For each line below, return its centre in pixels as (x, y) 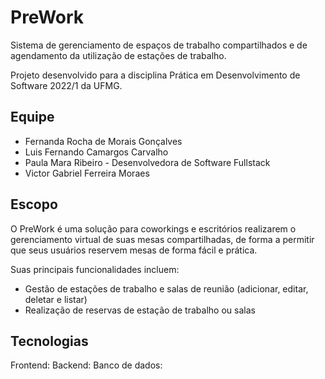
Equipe (32, 117)
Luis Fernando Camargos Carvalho (96, 152)
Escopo (34, 204)
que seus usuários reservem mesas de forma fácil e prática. (134, 250)
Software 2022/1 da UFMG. (66, 85)
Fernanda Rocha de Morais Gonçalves (103, 141)
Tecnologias (49, 341)
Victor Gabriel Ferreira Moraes (87, 173)
